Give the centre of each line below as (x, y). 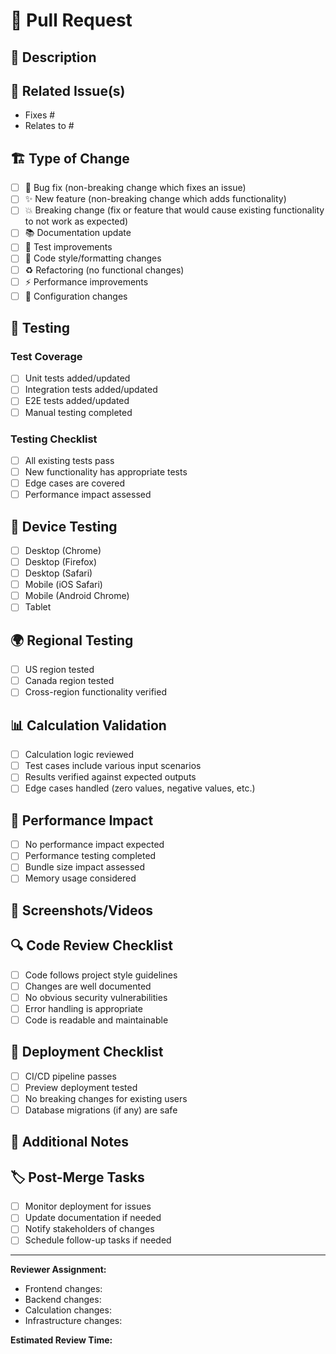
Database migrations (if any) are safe (101, 1110)
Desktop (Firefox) (61, 562)
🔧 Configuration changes (76, 296)
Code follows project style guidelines (101, 975)
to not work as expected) (76, 221)
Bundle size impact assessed (85, 867)
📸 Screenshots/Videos (82, 910)
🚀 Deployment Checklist (87, 1052)
